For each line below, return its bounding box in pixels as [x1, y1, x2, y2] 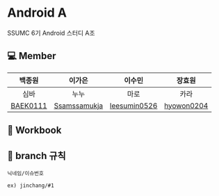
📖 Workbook [7, 124, 62, 136]
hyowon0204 [164, 101, 209, 111]
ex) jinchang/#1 [7, 182, 54, 189]
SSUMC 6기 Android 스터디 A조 [7, 28, 95, 37]
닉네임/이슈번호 [7, 170, 44, 177]
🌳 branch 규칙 [7, 149, 66, 161]
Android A [7, 5, 67, 21]
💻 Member [7, 50, 57, 62]
